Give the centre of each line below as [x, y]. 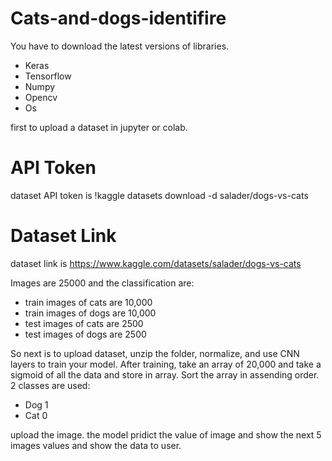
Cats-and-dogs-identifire [118, 18]
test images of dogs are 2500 [85, 334]
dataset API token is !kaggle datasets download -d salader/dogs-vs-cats [159, 195]
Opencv [41, 97]
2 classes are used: [50, 385]
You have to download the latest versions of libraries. [120, 46]
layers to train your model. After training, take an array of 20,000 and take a [166, 364]
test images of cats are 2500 [84, 323]
